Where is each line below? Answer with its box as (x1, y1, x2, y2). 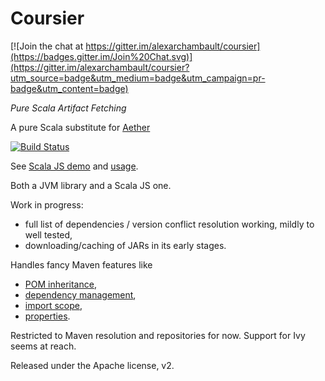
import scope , (24, 299, 83, 311)
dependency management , (24, 288, 137, 301)
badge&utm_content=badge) (10, 82, 129, 94)
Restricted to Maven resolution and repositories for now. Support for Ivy (10, 329, 306, 341)
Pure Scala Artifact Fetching (10, 102, 127, 114)
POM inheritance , (24, 278, 97, 290)
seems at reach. (10, 340, 77, 352)
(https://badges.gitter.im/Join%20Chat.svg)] (10, 50, 193, 62)
